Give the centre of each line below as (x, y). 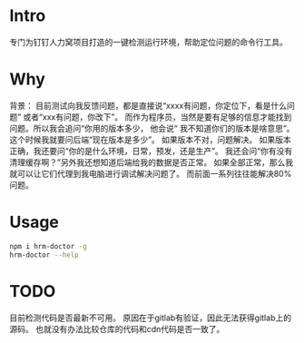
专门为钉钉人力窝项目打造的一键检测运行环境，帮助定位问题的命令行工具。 (148, 42)
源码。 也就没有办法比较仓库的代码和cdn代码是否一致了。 (117, 328)
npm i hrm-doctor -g (49, 246)
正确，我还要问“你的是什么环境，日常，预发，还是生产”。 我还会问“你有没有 (151, 151)
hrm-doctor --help (44, 255)
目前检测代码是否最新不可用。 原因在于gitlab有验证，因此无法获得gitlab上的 (151, 318)
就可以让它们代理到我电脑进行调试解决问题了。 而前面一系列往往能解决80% (151, 173)
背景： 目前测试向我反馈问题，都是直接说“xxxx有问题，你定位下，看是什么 (148, 105)
